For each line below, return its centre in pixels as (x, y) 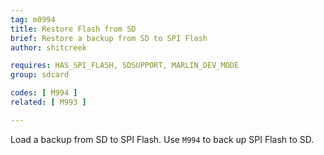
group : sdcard (40, 75)
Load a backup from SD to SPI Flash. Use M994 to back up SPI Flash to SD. (162, 139)
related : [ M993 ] (48, 102)
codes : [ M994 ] (44, 93)
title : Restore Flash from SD (73, 29)
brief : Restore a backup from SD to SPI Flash (109, 38)
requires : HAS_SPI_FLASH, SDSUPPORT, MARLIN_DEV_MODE (125, 66)
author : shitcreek (48, 47)
